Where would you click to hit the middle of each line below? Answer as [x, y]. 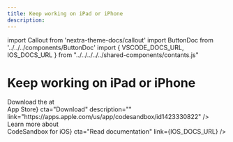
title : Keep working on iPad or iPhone [65, 14]
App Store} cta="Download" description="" [70, 109]
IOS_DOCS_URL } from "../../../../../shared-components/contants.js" [103, 55]
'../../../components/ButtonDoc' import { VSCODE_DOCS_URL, [96, 47]
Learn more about [33, 124]
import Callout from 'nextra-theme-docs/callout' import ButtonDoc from [111, 40]
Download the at [31, 102]
